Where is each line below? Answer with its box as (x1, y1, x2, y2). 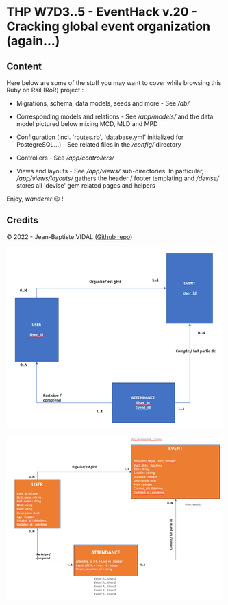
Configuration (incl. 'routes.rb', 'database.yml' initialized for (16, 133, 184, 141)
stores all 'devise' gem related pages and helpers (16, 182, 155, 189)
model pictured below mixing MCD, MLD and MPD (16, 120, 158, 127)
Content (6, 60, 42, 72)
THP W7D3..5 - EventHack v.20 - (6, 4, 198, 20)
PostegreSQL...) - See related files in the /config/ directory (16, 140, 182, 148)
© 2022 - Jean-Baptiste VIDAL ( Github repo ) (6, 232, 133, 240)
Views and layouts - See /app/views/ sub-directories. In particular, (16, 167, 204, 175)
